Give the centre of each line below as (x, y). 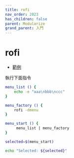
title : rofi (17, 10)
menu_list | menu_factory (43, 128)
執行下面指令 (18, 78)
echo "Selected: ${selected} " (36, 151)
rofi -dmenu (26, 110)
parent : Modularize (25, 24)
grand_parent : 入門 (24, 28)
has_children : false (26, 19)
